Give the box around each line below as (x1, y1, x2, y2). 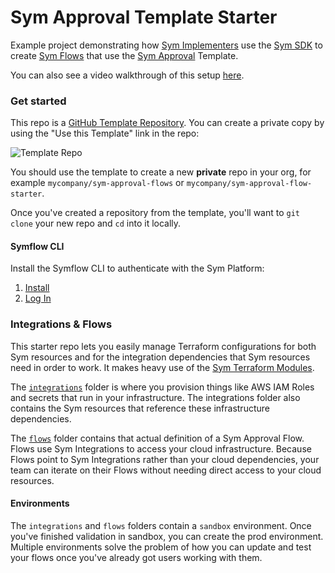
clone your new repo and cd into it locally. (10, 217, 182, 230)
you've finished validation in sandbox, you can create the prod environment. (10, 530, 324, 542)
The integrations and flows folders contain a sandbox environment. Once (10, 519, 312, 531)
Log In (24, 292, 52, 305)
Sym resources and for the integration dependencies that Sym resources (10, 351, 311, 363)
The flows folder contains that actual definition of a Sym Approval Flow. (10, 432, 305, 444)
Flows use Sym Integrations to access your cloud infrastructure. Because (10, 442, 312, 455)
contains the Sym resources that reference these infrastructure (10, 402, 270, 414)
